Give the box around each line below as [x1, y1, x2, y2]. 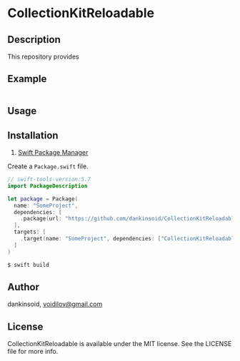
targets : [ [14, 228, 46, 236]
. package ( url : [20, 215, 62, 223]
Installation [7, 129, 59, 141]
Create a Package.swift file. [7, 162, 89, 171]
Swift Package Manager [17, 148, 89, 157]
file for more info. [7, 347, 59, 356]
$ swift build [7, 261, 50, 268]
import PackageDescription [7, 182, 88, 190]
